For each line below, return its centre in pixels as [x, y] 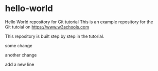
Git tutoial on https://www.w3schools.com [47, 27]
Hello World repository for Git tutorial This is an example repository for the [79, 22]
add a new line [20, 64]
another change [21, 55]
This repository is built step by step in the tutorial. [55, 36]
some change [19, 45]
